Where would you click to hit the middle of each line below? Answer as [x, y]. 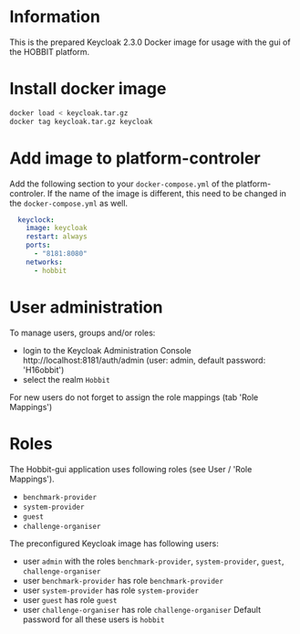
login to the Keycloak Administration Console [107, 350]
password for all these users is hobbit [93, 619]
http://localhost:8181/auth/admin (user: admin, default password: [144, 360]
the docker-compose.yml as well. [69, 203]
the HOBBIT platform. [50, 51]
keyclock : [36, 220]
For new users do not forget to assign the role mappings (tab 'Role [134, 397]
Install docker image [88, 89]
